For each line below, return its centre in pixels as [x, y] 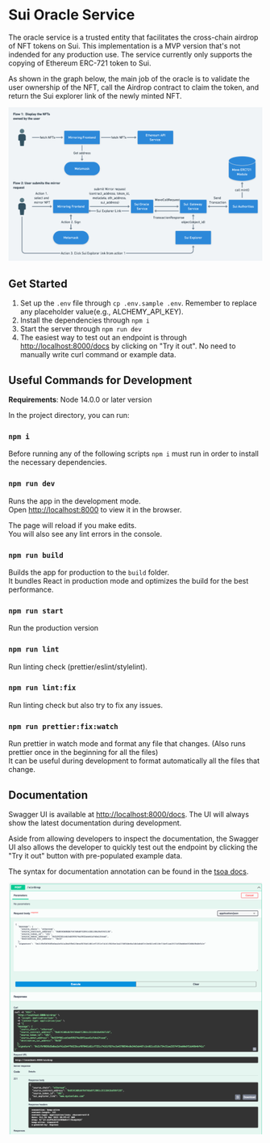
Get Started [38, 283]
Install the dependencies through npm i [85, 320]
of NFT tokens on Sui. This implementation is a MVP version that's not [125, 45]
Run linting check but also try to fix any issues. [86, 705]
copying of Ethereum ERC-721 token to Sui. [80, 63]
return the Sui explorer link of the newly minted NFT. [96, 95]
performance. [31, 589]
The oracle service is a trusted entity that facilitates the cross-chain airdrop [133, 37]
